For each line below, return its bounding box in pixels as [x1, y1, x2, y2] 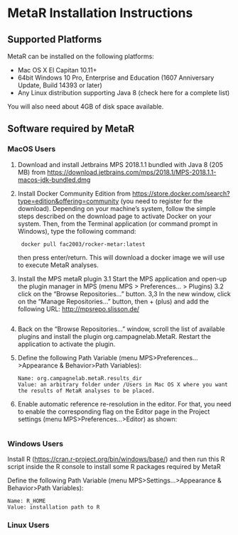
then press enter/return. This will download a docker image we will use [17, 253, 225, 261]
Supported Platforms [7, 33, 102, 45]
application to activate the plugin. [17, 340, 116, 348]
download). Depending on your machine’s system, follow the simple [17, 204, 216, 212]
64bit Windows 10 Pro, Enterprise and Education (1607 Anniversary [17, 73, 215, 82]
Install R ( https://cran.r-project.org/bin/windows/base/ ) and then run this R [7, 455, 225, 463]
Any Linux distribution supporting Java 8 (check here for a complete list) [17, 89, 230, 97]
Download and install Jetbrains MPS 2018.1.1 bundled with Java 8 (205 [17, 160, 224, 168]
